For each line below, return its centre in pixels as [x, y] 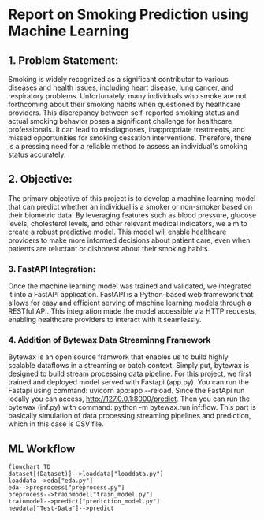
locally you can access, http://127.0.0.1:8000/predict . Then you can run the [129, 399]
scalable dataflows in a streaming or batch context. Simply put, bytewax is [129, 366]
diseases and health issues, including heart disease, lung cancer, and [121, 87]
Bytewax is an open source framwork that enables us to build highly [118, 357]
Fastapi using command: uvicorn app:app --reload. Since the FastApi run [126, 391]
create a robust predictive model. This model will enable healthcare [117, 232]
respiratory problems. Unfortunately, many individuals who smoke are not [127, 96]
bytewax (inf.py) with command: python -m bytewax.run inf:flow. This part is [132, 407]
